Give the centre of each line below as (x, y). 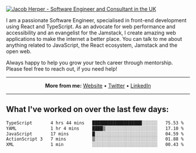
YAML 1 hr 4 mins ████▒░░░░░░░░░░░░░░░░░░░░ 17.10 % (95, 128)
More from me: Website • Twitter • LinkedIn (98, 86)
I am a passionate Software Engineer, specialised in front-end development (96, 20)
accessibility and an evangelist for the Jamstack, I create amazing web (91, 33)
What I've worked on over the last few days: (87, 109)
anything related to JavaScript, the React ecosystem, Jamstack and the (92, 45)
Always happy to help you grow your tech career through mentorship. (90, 62)
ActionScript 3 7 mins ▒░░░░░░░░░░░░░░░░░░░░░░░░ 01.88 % (95, 139)
